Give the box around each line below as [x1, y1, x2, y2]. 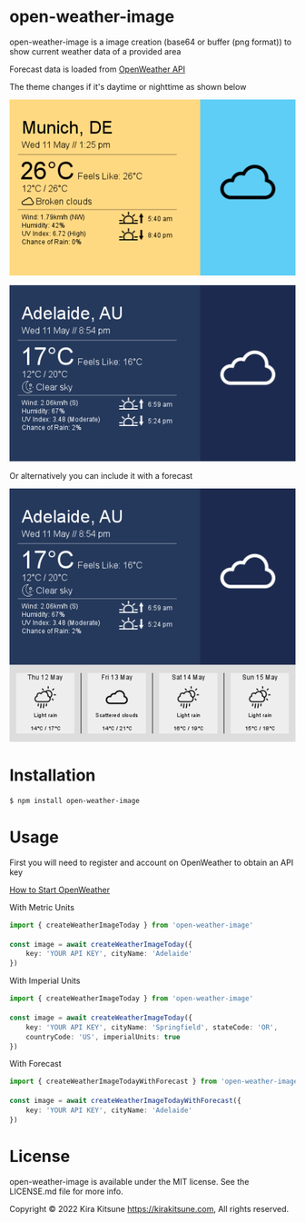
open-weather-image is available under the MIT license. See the [9, 1176, 250, 1187]
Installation [9, 765, 96, 786]
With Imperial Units [9, 975, 81, 987]
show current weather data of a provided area [9, 45, 182, 56]
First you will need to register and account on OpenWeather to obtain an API [9, 857, 294, 868]
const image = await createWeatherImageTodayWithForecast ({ [9, 1097, 242, 1106]
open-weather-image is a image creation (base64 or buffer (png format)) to [9, 36, 292, 47]
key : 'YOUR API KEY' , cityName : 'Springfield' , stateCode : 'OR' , [25, 1022, 279, 1032]
